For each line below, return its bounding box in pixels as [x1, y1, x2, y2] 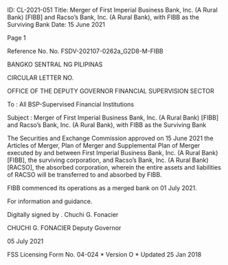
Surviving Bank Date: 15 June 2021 [7, 21, 105, 28]
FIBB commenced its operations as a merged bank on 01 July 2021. [7, 184, 198, 192]
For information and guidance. [7, 197, 93, 205]
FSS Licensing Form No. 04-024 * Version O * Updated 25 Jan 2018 [7, 251, 202, 258]
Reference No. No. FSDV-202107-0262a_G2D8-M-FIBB [7, 47, 163, 55]
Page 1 [7, 34, 26, 42]
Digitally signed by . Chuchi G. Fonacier [7, 211, 119, 218]
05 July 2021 [7, 237, 44, 245]
